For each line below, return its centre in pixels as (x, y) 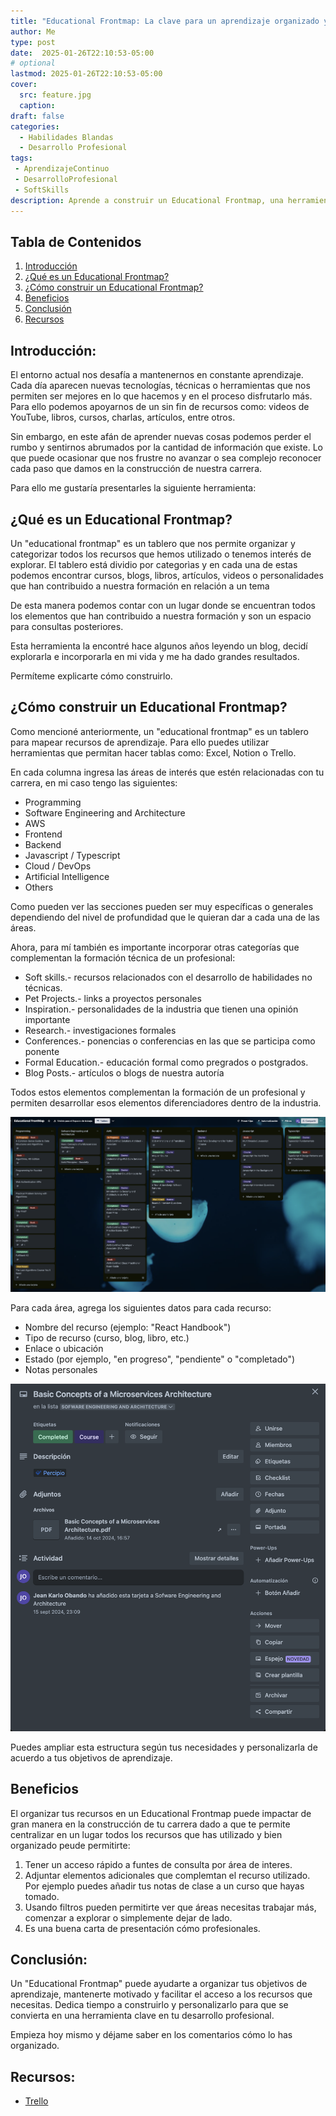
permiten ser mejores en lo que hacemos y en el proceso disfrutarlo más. (161, 396)
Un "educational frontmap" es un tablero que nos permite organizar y (153, 543)
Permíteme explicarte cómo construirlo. (91, 676)
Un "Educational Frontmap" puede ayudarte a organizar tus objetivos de (159, 1984)
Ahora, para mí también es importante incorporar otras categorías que (155, 947)
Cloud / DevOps (58, 866)
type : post (33, 42)
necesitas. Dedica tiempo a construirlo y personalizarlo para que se (149, 2005)
